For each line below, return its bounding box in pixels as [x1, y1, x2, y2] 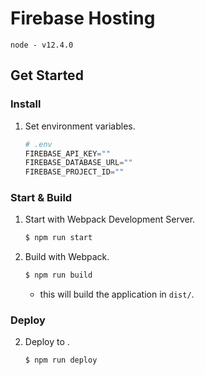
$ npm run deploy [24, 355, 98, 366]
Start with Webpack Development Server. [24, 213, 196, 226]
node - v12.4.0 [10, 40, 74, 50]
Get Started [10, 67, 84, 84]
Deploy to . [24, 336, 70, 348]
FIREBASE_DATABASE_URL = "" [24, 158, 133, 168]
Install [10, 97, 42, 111]
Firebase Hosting [10, 7, 156, 30]
